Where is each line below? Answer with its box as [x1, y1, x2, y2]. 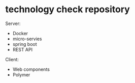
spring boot [12, 41, 37, 47]
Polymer [12, 71, 30, 77]
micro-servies [12, 36, 42, 42]
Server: [5, 20, 21, 26]
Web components [12, 66, 50, 72]
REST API [12, 46, 33, 52]
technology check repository [5, 4, 130, 15]
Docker [12, 30, 28, 36]
